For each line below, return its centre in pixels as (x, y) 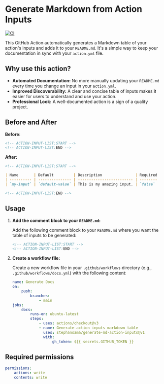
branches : (40, 296)
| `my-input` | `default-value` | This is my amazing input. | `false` (80, 184)
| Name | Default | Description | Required (81, 175)
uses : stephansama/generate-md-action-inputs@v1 (94, 332)
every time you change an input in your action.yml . (64, 86)
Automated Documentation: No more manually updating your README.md (86, 80)
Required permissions (40, 357)
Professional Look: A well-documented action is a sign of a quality (80, 102)
